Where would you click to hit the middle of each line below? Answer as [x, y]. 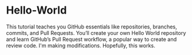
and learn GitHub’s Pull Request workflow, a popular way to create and [92, 39]
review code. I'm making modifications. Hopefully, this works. [81, 46]
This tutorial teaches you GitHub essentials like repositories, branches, [92, 27]
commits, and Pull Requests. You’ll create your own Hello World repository [96, 33]
